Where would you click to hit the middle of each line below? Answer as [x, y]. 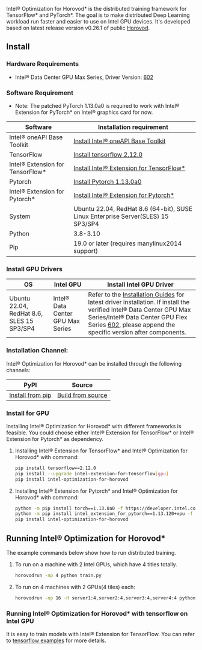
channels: [18, 370]
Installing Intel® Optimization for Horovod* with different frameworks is [94, 426]
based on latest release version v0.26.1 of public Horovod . [78, 28]
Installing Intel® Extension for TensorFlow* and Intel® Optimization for [101, 451]
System [20, 216]
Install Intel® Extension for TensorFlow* [130, 168]
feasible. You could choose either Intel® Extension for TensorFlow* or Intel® [100, 433]
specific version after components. [137, 333]
